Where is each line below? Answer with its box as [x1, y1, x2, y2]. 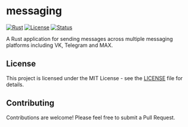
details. [6, 81, 24, 88]
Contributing [6, 98, 55, 108]
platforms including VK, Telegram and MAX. [6, 42, 113, 49]
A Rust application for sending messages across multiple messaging [6, 35, 173, 42]
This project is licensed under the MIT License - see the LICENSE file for [6, 74, 183, 81]
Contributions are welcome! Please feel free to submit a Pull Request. [6, 114, 176, 121]
